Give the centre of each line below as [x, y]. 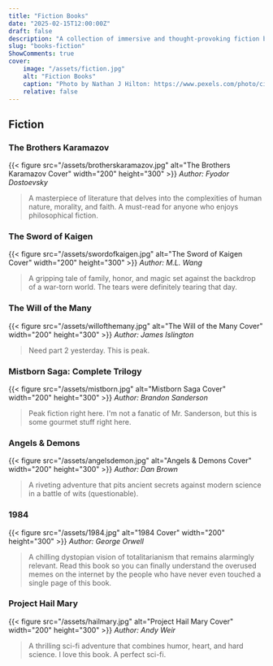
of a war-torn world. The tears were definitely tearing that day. [133, 287]
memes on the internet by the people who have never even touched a [145, 574]
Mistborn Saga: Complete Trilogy [75, 371]
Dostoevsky [28, 183]
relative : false [51, 91]
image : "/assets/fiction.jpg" [74, 69]
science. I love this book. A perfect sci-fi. [97, 654]
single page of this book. [70, 582]
